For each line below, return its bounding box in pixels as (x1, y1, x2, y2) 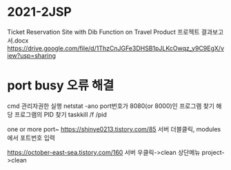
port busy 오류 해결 (7, 78, 114, 94)
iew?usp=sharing (7, 51, 57, 59)
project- (201, 148, 225, 156)
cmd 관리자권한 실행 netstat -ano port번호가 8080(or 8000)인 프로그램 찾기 (7, 101, 215, 110)
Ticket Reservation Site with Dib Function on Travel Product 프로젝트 (7, 28, 200, 36)
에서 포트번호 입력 (7, 134, 55, 142)
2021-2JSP (7, 4, 72, 20)
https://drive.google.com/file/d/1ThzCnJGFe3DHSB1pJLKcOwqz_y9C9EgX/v (7, 44, 225, 52)
